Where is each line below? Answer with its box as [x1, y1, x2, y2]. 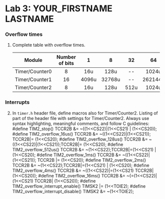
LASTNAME [5, 13, 54, 25]
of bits [58, 60, 74, 67]
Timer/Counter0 [14, 68, 52, 75]
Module [24, 57, 43, 64]
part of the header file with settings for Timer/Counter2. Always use [12, 115, 150, 121]
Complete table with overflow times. [12, 42, 85, 48]
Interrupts [5, 99, 30, 106]
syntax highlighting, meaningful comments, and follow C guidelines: [12, 120, 150, 126]
